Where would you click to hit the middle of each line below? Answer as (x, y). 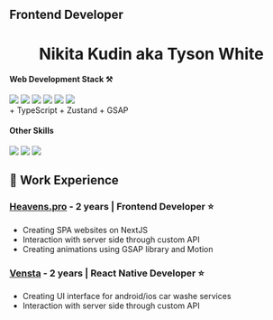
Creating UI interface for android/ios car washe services (127, 296)
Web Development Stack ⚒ (61, 80)
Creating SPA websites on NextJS (85, 230)
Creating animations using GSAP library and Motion (118, 249)
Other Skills (32, 131)
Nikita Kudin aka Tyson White (151, 54)
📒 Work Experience (64, 180)
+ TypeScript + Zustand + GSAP (69, 110)
